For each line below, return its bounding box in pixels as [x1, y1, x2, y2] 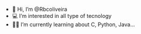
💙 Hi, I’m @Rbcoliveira [11, 6, 68, 13]
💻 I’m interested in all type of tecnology [11, 13, 112, 19]
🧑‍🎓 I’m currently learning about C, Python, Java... [11, 21, 135, 28]
